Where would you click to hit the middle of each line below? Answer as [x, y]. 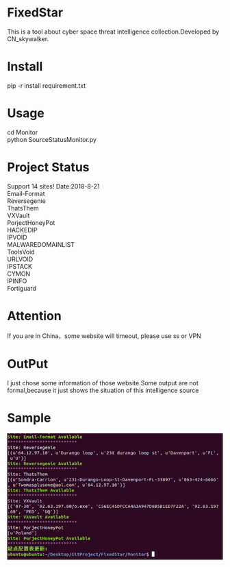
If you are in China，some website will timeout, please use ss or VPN [104, 336]
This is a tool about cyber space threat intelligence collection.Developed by [113, 32]
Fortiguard [22, 288]
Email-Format [26, 193]
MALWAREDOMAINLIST [41, 244]
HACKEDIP [22, 230]
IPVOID [17, 237]
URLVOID [20, 259]
